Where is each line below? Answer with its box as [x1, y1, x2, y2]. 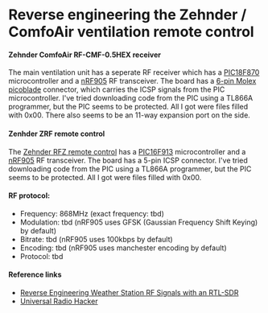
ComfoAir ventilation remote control [8, 23, 255, 41]
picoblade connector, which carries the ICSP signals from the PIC [8, 84, 225, 94]
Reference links [8, 270, 62, 279]
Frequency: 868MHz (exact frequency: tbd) [19, 208, 165, 218]
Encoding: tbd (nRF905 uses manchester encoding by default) [19, 243, 227, 253]
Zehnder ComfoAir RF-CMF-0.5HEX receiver [8, 50, 161, 60]
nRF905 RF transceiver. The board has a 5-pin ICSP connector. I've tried [8, 155, 248, 165]
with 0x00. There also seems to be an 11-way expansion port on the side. [8, 110, 251, 120]
